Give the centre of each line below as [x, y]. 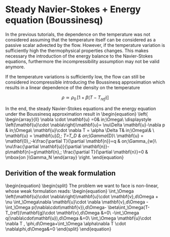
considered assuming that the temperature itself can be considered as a [80, 40]
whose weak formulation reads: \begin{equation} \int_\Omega [70, 191]
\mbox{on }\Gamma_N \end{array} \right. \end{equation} [65, 157]
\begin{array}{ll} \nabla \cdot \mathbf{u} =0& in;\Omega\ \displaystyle [78, 119]
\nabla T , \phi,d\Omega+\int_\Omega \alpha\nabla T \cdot [65, 223]
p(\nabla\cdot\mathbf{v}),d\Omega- [69, 207]
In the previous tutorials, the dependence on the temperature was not [78, 34]
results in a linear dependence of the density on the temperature [73, 87]
